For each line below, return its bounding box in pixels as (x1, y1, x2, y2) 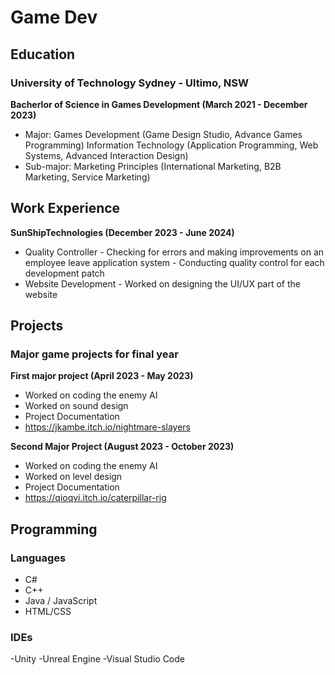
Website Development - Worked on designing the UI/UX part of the (24, 277, 302, 290)
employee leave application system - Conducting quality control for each (24, 256, 325, 268)
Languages (10, 551, 67, 565)
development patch (24, 267, 105, 279)
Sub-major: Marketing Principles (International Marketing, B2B (24, 160, 282, 172)
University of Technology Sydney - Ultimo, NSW (10, 76, 250, 90)
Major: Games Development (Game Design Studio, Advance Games (24, 128, 303, 140)
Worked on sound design (24, 400, 129, 412)
